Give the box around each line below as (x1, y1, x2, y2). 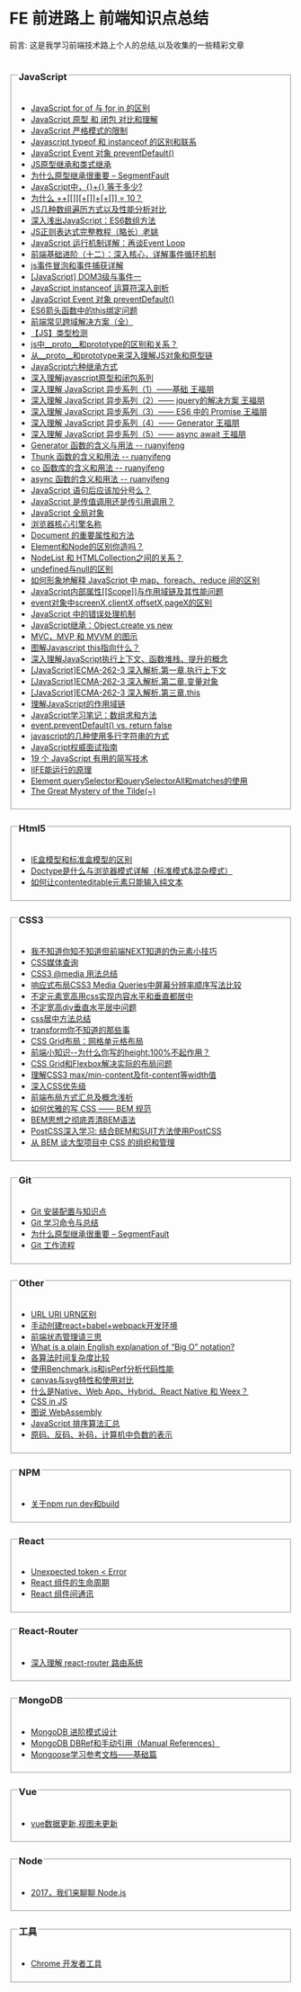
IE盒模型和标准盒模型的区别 (31, 854, 133, 865)
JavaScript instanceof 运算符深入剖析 (31, 282, 169, 293)
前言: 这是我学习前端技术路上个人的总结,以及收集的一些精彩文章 (9, 40, 245, 50)
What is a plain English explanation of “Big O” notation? (31, 1341, 235, 1352)
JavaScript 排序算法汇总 (31, 1417, 120, 1428)
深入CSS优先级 (31, 1081, 87, 1091)
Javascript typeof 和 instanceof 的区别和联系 (31, 137, 198, 147)
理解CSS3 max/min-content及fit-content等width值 (31, 1069, 217, 1080)
